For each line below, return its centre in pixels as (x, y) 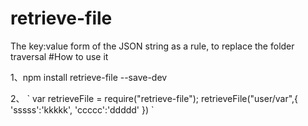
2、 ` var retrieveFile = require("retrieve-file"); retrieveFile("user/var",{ (154, 98)
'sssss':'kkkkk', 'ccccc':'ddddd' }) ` (82, 109)
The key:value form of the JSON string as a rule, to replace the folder (152, 46)
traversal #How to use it (59, 56)
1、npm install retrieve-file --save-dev (89, 77)
